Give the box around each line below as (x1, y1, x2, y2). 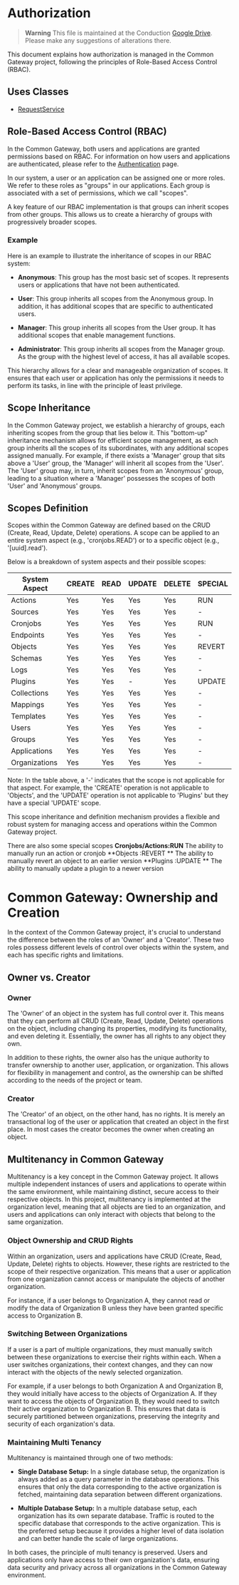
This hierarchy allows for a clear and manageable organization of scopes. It (7, 366, 228, 374)
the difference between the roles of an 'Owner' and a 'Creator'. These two (7, 936, 224, 944)
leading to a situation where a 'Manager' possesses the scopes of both (7, 474, 216, 482)
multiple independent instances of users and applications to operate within (7, 1180, 226, 1188)
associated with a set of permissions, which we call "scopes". (7, 188, 188, 197)
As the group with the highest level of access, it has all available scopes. (17, 352, 230, 361)
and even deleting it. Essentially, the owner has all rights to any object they (7, 1032, 226, 1041)
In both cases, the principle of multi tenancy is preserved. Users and (7, 1548, 208, 1556)
